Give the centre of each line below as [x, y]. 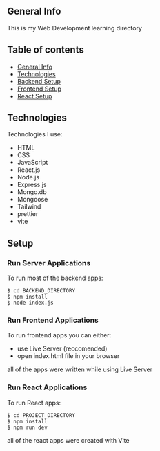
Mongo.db [32, 192]
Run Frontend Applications [53, 320]
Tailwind [29, 206]
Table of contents [46, 50]
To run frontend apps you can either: [59, 335]
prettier [28, 214]
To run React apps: [34, 403]
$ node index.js [30, 303]
